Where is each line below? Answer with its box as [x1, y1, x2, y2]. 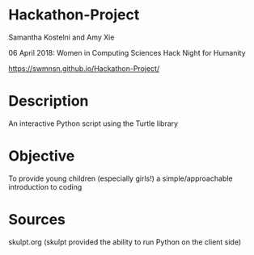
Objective [8, 147, 75, 165]
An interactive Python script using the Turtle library [8, 119, 179, 128]
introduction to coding [8, 182, 83, 191]
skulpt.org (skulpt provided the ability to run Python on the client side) [8, 236, 242, 247]
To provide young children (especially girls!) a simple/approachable [8, 173, 233, 183]
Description [8, 92, 89, 111]
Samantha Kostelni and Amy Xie [8, 32, 115, 42]
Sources [8, 211, 66, 228]
